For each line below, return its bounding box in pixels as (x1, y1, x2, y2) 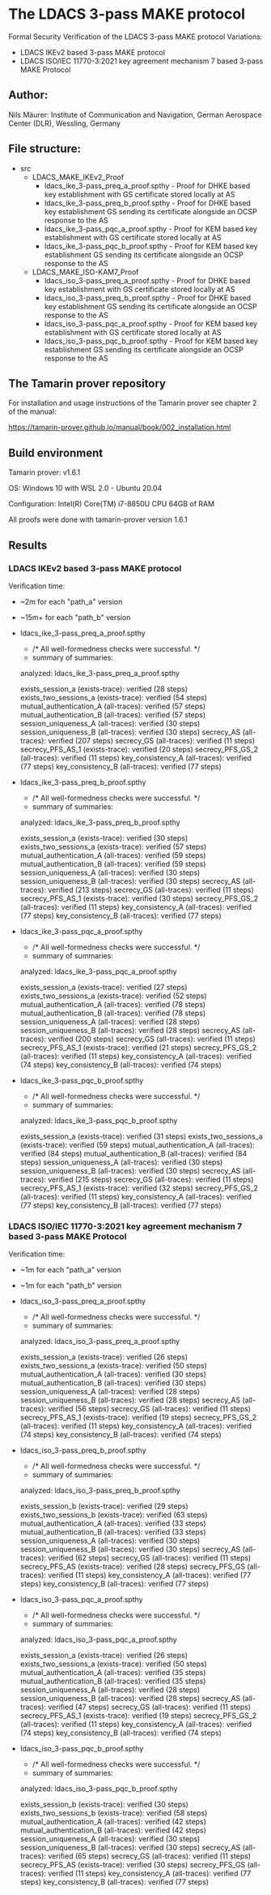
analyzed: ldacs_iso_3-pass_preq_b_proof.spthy (19, 1486, 180, 1496)
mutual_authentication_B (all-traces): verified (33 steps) (19, 1527, 206, 1537)
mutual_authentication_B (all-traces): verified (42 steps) (19, 1825, 206, 1835)
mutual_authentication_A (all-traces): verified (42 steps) (19, 1817, 206, 1827)
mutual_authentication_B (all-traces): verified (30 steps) (19, 1378, 206, 1388)
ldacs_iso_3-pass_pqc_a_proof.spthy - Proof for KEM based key (44, 318, 257, 329)
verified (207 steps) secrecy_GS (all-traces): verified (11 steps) (48, 735, 256, 745)
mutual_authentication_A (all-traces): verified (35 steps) (19, 1668, 206, 1678)
